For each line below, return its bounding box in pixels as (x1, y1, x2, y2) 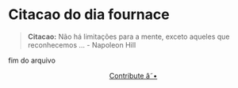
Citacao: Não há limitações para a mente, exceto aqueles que (27, 32, 230, 41)
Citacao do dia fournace (8, 6, 170, 24)
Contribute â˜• (109, 71, 158, 80)
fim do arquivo (8, 55, 56, 65)
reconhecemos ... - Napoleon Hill (27, 40, 136, 49)
